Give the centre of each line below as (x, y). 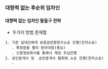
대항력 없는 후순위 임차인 (33, 7)
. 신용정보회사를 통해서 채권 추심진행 (44, 53)
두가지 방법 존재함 (29, 33)
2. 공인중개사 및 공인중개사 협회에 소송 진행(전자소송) (54, 58)
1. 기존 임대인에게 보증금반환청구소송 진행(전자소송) (51, 43)
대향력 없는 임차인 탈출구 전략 (33, 20)
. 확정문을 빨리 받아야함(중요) (38, 48)
